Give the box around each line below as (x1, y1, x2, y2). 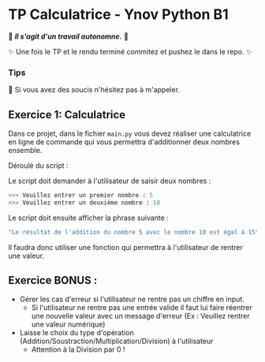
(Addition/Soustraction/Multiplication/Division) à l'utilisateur (19, 337, 214, 346)
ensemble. (8, 146, 43, 155)
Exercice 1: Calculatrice (8, 108, 126, 121)
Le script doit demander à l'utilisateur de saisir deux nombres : (8, 176, 211, 186)
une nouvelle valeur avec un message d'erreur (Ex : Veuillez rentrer (31, 312, 250, 321)
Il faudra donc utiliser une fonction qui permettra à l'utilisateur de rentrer (8, 242, 243, 252)
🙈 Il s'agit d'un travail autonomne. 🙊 (8, 32, 129, 41)
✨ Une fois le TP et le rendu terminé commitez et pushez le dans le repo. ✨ (8, 47, 252, 56)
